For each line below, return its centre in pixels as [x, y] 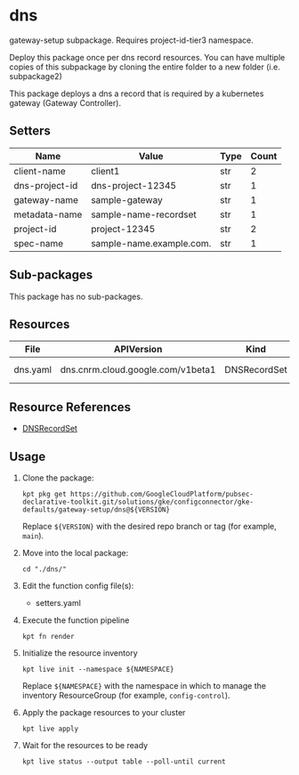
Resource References [70, 407]
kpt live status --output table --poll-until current [124, 762]
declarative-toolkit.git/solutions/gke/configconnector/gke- [138, 502]
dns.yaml [32, 370]
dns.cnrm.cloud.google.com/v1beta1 [138, 370]
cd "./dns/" [44, 569]
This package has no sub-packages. [76, 296]
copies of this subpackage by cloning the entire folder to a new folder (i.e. [145, 67]
